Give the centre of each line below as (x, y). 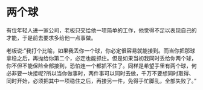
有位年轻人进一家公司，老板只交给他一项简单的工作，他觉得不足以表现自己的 (101, 30)
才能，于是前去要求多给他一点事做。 (51, 37)
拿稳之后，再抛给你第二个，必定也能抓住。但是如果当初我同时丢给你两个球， (101, 58)
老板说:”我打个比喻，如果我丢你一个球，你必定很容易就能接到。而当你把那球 (101, 50)
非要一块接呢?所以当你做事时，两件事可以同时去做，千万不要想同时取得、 (103, 73)
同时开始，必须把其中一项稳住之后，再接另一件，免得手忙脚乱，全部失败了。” (101, 81)
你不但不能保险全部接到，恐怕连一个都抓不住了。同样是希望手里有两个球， (99, 66)
